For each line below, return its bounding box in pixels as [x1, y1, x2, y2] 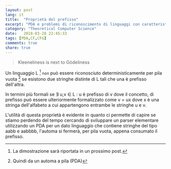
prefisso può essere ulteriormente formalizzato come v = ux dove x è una [5, 96, 159, 103]
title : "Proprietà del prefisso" [5, 17, 79, 22]
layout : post [5, 7, 33, 13]
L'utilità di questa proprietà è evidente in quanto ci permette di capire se [5, 112, 156, 118]
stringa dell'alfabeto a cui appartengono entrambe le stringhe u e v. [5, 102, 147, 108]
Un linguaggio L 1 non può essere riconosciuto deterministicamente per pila [5, 69, 162, 76]
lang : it [5, 12, 24, 17]
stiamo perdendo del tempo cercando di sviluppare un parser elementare [5, 117, 159, 123]
